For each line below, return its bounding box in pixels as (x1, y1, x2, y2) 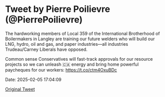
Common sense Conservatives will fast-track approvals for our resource (5, 56, 153, 62)
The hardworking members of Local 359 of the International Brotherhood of (5, 30, 160, 36)
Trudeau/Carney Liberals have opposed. (5, 46, 88, 52)
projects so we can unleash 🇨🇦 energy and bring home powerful (5, 61, 139, 67)
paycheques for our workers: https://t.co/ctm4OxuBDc (5, 67, 117, 73)
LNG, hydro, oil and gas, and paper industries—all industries (5, 41, 128, 47)
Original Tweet (5, 86, 35, 92)
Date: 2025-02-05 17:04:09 (5, 76, 62, 83)
